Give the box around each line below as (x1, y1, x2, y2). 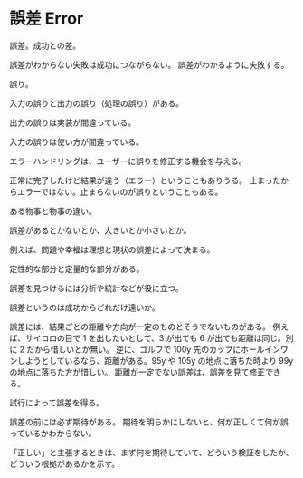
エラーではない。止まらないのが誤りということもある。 (16, 186, 223, 197)
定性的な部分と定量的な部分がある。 (9, 263, 145, 274)
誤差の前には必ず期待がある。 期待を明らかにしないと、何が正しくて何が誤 (9, 416, 289, 427)
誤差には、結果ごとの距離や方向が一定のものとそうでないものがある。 (9, 321, 271, 332)
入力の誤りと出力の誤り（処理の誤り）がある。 (9, 97, 184, 109)
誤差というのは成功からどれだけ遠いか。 (9, 301, 160, 313)
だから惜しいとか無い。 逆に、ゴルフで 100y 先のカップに (26, 344, 241, 355)
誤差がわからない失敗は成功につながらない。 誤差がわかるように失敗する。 (9, 59, 289, 70)
